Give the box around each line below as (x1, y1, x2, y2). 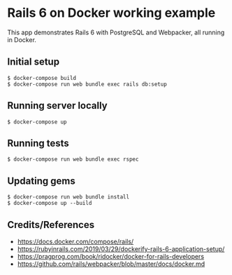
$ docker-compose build (7, 74, 77, 81)
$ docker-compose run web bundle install (7, 194, 130, 201)
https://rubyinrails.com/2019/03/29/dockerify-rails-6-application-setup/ (17, 245, 225, 253)
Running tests (7, 137, 70, 149)
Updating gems (7, 175, 75, 187)
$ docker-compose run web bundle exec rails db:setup (7, 81, 168, 88)
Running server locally (7, 100, 108, 112)
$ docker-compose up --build (7, 200, 92, 207)
